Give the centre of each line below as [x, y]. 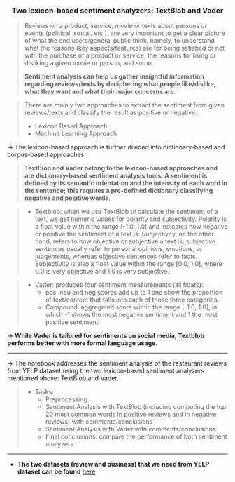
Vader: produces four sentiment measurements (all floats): [119, 285]
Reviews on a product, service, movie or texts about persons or [116, 26]
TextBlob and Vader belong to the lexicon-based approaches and [121, 168]
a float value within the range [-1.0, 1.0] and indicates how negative [131, 227]
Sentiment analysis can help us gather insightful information [114, 76]
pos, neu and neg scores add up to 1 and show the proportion [134, 293]
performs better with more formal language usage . [82, 343]
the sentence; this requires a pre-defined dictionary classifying [119, 191]
